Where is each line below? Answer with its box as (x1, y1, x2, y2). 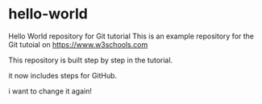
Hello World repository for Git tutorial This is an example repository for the (8, 31, 255, 41)
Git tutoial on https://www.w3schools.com (8, 39, 148, 49)
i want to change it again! (8, 86, 93, 96)
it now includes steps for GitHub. (8, 70, 118, 80)
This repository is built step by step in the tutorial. (8, 55, 173, 65)
